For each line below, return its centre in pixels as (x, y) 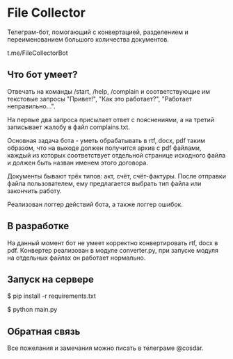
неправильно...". (31, 106)
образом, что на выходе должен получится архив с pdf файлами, (104, 148)
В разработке (38, 226)
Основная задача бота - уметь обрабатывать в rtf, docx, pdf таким (106, 140)
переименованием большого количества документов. (88, 39)
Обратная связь (44, 331)
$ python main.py (32, 310)
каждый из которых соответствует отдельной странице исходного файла (116, 155)
